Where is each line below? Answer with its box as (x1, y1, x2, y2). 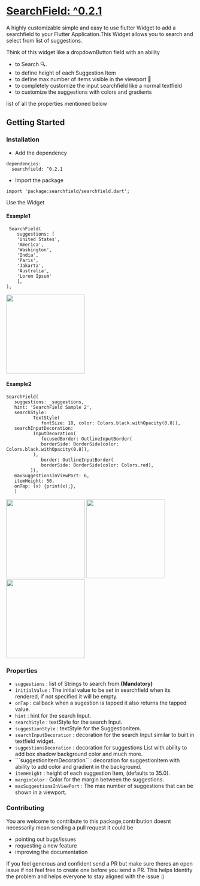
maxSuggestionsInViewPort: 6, (14, 473, 90, 479)
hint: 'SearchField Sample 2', (14, 405, 93, 411)
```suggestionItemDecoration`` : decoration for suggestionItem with (14, 757, 180, 764)
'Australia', (17, 267, 50, 274)
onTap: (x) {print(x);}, (14, 483, 77, 489)
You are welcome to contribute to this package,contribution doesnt (6, 817, 171, 825)
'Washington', (17, 246, 52, 253)
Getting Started (6, 117, 65, 127)
